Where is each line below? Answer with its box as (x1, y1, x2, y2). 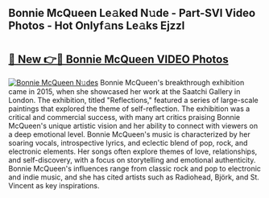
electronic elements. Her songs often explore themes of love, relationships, (8, 146, 258, 156)
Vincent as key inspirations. (8, 181, 100, 190)
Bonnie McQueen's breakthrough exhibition (100, 78, 245, 87)
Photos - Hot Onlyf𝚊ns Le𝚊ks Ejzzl (8, 19, 185, 33)
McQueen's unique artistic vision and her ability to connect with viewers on (8, 121, 259, 130)
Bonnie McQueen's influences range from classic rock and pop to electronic (8, 164, 262, 173)
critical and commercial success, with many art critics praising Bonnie (8, 113, 240, 122)
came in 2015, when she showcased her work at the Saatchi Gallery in (8, 87, 241, 96)
